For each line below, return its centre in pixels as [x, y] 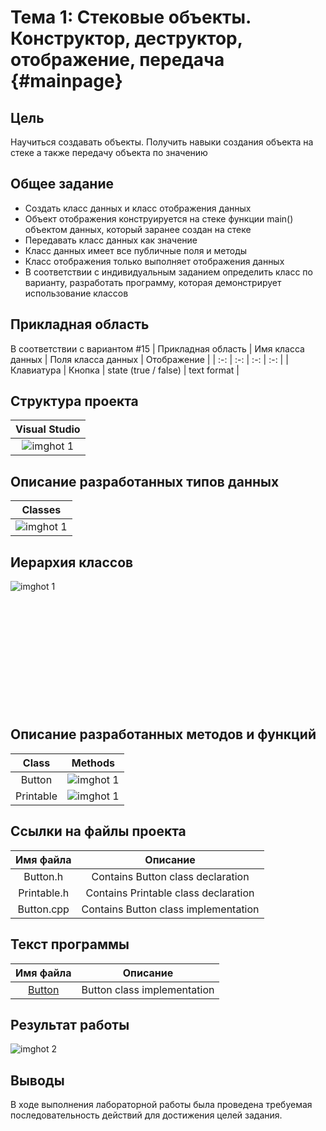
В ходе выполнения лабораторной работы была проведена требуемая [161, 1105]
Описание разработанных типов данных [145, 481]
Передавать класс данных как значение [111, 240]
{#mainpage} [66, 81]
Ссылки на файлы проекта [98, 831]
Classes [41, 510]
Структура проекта [74, 401]
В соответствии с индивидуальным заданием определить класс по [168, 272]
